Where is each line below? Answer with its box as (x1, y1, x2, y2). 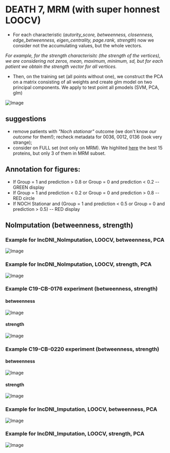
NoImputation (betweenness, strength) (5, 221, 134, 229)
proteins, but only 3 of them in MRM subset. (12, 150, 106, 156)
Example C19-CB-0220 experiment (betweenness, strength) (5, 346, 159, 353)
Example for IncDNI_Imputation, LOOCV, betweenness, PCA (5, 406, 158, 413)
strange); (12, 139, 32, 145)
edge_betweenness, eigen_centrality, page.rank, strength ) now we (12, 37, 154, 43)
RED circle (12, 195, 35, 201)
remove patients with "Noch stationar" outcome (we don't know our (12, 128, 157, 134)
